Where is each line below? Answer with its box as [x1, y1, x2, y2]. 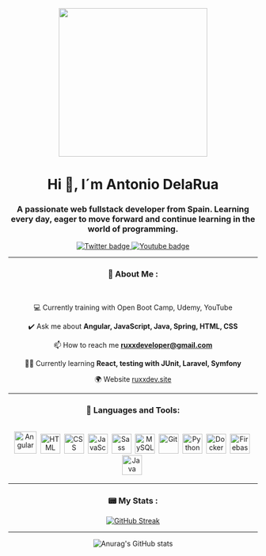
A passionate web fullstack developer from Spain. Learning [17, 204, 249, 215]
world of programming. [87, 223, 179, 234]
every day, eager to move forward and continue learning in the [10, 214, 256, 225]
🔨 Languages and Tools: [85, 404, 180, 415]
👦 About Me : [108, 268, 158, 280]
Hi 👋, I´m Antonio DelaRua [47, 176, 219, 193]
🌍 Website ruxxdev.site [94, 374, 172, 383]
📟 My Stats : [108, 495, 158, 506]
